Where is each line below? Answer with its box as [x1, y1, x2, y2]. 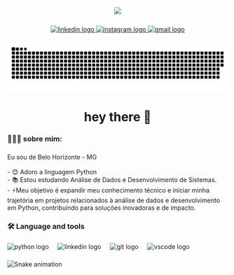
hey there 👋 [83, 108, 152, 125]
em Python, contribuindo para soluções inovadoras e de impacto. [7, 203, 196, 212]
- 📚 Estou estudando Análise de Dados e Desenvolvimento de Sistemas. [7, 175, 217, 184]
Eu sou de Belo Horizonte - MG [7, 153, 97, 161]
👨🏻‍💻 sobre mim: [7, 134, 63, 143]
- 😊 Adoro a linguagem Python [7, 167, 97, 176]
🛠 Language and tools [7, 221, 85, 231]
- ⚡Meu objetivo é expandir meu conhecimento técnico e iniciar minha [7, 185, 210, 195]
